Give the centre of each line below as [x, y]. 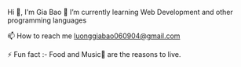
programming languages [47, 20]
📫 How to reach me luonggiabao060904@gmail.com [94, 36]
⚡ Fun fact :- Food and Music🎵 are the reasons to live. [94, 54]
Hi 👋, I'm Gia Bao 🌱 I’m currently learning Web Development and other [120, 12]
